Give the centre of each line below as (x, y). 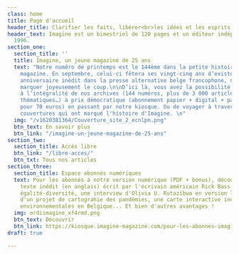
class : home (25, 14)
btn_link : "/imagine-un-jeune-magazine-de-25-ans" (90, 133)
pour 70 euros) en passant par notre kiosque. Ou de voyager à (116, 107)
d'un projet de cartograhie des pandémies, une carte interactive (121, 200)
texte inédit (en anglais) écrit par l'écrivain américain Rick (117, 186)
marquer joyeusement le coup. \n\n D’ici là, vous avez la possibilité (126, 87)
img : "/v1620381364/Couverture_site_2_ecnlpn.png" (90, 120)
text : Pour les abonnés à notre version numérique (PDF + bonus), (114, 180)
